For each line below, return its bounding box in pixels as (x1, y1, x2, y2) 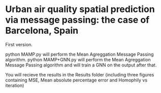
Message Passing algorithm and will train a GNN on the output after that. (5, 62, 157, 68)
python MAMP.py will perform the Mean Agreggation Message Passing (5, 51, 154, 57)
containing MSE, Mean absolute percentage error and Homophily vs (5, 77, 148, 83)
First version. (5, 41, 33, 47)
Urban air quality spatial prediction (5, 4, 155, 15)
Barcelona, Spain (5, 25, 79, 36)
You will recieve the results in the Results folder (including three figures (5, 71, 154, 77)
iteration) (5, 82, 24, 88)
